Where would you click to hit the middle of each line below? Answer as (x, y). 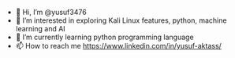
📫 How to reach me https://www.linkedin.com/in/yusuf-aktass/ (119, 46)
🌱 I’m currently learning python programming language (105, 37)
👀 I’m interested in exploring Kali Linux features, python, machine (121, 20)
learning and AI (40, 29)
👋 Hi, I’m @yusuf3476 (51, 12)
